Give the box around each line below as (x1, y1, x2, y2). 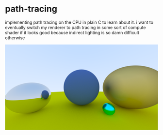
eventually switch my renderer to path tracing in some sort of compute (5, 24, 146, 30)
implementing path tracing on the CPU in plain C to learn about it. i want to (5, 19, 154, 25)
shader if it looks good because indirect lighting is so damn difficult (5, 30, 140, 35)
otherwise (5, 35, 25, 41)
